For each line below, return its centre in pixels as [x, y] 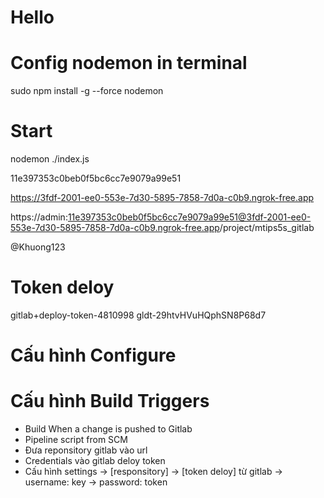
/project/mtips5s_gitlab [267, 228]
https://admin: [39, 217]
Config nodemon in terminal [129, 63]
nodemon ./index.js [50, 159]
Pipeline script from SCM [76, 440]
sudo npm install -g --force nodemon [87, 91]
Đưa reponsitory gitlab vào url [86, 450]
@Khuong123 [38, 247]
